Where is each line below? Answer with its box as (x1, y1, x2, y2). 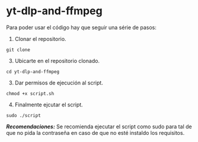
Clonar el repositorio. (14, 35, 66, 42)
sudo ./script (6, 112, 41, 118)
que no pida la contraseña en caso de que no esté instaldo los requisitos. (6, 129, 185, 136)
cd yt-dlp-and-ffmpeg (6, 68, 60, 75)
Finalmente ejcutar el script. (14, 101, 83, 108)
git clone (6, 46, 31, 53)
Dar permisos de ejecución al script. (14, 79, 104, 86)
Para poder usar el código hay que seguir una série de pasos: (6, 24, 157, 31)
